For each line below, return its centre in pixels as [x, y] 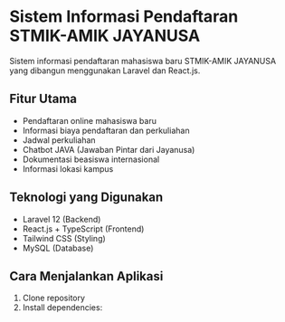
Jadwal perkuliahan [59, 140]
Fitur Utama [43, 99]
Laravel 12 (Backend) [62, 219]
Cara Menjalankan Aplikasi [86, 276]
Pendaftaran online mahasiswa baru [89, 120]
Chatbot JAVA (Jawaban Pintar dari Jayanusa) [109, 149]
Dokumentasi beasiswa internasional [91, 159]
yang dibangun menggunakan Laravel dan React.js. [105, 71]
